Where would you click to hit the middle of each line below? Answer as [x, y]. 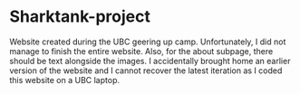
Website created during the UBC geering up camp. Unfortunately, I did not [148, 42]
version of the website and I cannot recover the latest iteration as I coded [146, 70]
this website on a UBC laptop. [65, 80]
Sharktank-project [80, 17]
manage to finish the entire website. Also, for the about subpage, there [141, 51]
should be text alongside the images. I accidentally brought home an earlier [150, 61]
